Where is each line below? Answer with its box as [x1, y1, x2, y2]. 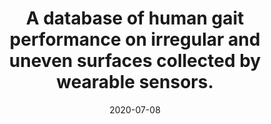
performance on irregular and [9, 28, 261, 51]
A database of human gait [25, 7, 245, 30]
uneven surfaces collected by [8, 50, 262, 72]
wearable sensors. [56, 71, 214, 94]
